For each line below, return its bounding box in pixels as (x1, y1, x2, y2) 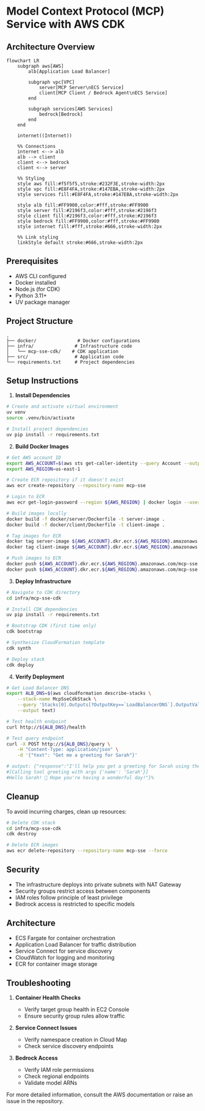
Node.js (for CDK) (15, 285, 60, 293)
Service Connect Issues (15, 1024, 77, 1032)
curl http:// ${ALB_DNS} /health (6, 724, 86, 730)
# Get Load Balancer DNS (6, 684, 70, 691)
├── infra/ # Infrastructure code (6, 343, 132, 349)
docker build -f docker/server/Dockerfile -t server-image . (6, 516, 165, 522)
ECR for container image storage (15, 960, 98, 967)
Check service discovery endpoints (24, 1043, 114, 1050)
